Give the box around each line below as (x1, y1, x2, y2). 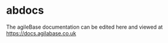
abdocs (6, 4, 44, 17)
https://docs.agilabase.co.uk (6, 29, 76, 36)
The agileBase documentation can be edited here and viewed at (6, 23, 163, 30)
